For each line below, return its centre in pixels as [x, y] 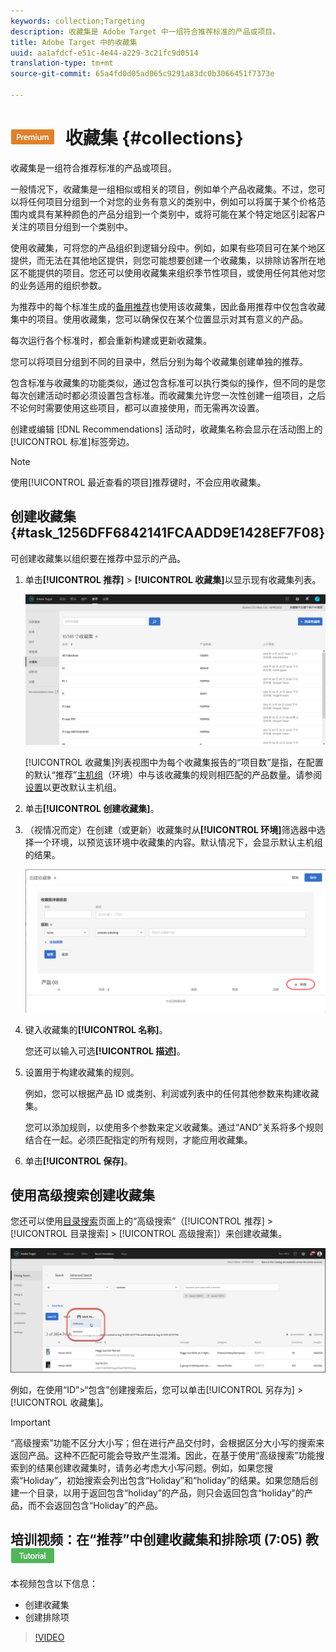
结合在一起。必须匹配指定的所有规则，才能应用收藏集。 [138, 1139]
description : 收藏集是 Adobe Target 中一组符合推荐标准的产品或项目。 [145, 31]
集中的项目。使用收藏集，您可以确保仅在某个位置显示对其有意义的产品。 [159, 319]
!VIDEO [49, 1637]
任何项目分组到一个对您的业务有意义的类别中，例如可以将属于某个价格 [172, 201]
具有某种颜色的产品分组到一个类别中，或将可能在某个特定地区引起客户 [181, 214]
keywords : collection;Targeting [77, 21]
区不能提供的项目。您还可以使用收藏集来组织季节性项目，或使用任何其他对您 [168, 272]
